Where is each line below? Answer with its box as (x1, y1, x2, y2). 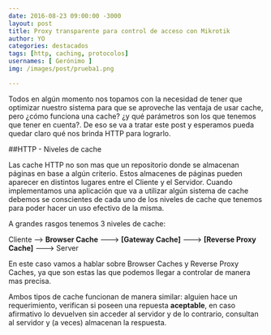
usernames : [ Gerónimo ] (8, 58, 92, 66)
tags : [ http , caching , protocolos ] (8, 49, 129, 58)
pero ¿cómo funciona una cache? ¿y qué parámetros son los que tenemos (8, 111, 257, 121)
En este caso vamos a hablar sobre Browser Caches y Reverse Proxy (8, 259, 239, 268)
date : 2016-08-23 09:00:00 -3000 (8, 11, 122, 20)
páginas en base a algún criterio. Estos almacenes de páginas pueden (8, 168, 243, 178)
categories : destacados (8, 42, 89, 50)
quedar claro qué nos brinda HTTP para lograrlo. (8, 128, 172, 138)
